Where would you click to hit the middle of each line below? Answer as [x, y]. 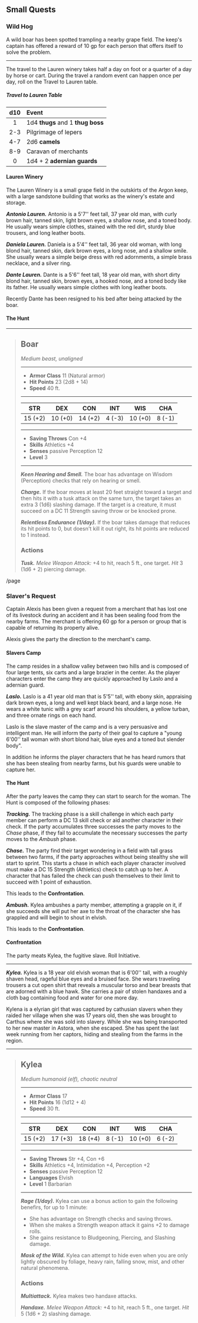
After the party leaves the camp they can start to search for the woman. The [99, 796]
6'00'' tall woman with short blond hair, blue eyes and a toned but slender [95, 739]
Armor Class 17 [48, 1096]
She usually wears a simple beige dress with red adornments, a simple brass [99, 257]
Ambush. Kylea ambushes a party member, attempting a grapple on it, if [94, 905]
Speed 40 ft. [45, 388]
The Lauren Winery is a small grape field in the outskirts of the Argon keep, [97, 190]
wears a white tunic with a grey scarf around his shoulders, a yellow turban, [98, 709]
